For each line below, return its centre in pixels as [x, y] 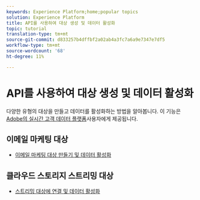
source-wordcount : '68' [36, 51]
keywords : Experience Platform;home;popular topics [72, 12]
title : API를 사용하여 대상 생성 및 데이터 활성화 [61, 23]
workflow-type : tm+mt [33, 46]
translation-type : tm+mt [37, 34]
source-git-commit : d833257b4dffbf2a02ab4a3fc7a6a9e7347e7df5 [86, 40]
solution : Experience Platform [45, 17]
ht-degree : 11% [25, 56]
